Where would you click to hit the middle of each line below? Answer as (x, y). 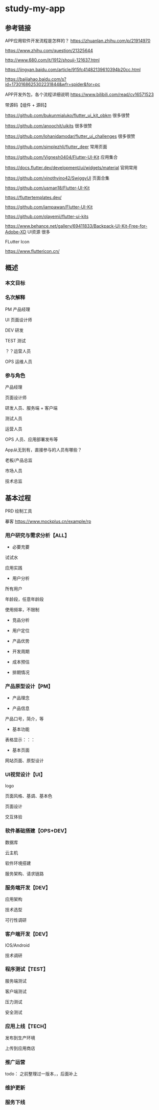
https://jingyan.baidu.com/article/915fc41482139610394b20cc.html (73, 70)
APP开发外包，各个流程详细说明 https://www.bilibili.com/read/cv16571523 (79, 94)
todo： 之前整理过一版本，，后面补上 (41, 1074)
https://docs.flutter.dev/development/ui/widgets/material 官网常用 (71, 167)
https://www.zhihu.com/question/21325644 (49, 50)
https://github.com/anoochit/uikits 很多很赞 (48, 126)
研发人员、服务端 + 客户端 (31, 408)
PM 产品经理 (18, 309)
